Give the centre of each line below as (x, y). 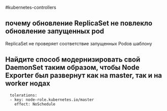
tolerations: (24, 95)
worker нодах (28, 84)
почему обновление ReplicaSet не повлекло (79, 23)
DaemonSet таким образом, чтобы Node (72, 67)
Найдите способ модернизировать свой (73, 60)
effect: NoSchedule (35, 104)
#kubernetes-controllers (31, 7)
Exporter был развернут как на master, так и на (84, 76)
